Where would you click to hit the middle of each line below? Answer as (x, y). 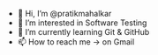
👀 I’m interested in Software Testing (82, 23)
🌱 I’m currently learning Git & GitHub (83, 32)
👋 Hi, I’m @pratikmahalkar (64, 14)
